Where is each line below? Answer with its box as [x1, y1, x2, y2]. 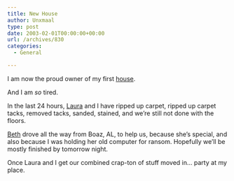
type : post [7, 23, 39, 30]
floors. [7, 116, 27, 124]
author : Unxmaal [7, 17, 55, 24]
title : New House [7, 10, 58, 17]
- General [13, 50, 42, 57]
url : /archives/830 [7, 36, 64, 43]
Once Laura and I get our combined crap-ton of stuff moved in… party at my [7, 158, 228, 166]
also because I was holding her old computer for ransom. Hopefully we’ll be [7, 137, 226, 145]
